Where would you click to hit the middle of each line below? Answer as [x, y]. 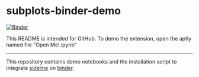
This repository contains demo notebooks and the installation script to [92, 61]
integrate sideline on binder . [40, 68]
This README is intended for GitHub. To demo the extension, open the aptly [99, 38]
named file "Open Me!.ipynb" [41, 45]
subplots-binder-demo [64, 11]
